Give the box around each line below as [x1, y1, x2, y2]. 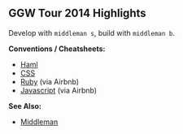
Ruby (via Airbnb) [20, 76, 80, 86]
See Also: [8, 101, 42, 110]
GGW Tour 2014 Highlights [8, 6, 146, 20]
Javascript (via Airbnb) [20, 85, 98, 95]
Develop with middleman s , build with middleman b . [8, 28, 175, 37]
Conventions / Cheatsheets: [8, 44, 106, 54]
